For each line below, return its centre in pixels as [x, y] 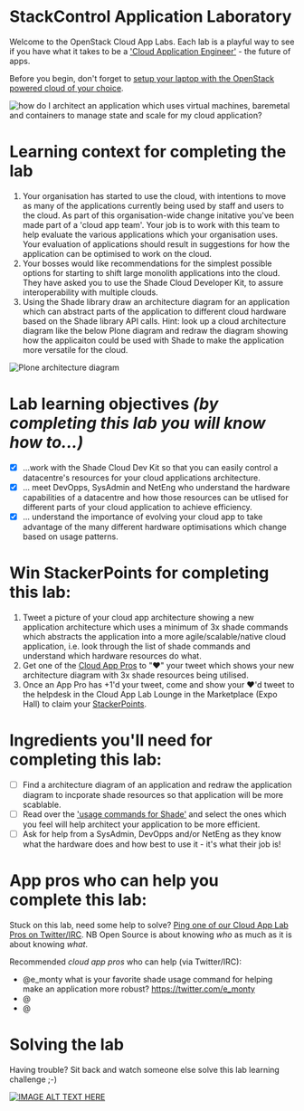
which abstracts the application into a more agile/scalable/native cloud [154, 636]
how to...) [47, 443]
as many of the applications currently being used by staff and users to [153, 205]
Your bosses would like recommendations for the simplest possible [147, 263]
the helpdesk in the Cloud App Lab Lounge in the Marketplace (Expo [150, 694]
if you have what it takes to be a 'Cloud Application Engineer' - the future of [150, 51]
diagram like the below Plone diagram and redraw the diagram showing [155, 330]
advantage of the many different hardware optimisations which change [154, 527]
